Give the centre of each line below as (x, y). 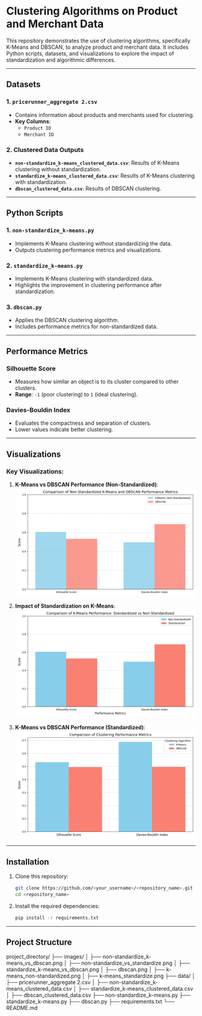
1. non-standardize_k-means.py (50, 230)
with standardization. (41, 182)
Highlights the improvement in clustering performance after (88, 285)
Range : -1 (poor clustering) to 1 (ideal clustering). (76, 394)
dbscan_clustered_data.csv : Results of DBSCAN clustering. (88, 188)
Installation (28, 862)
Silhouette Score (31, 368)
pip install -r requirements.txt (57, 918)
